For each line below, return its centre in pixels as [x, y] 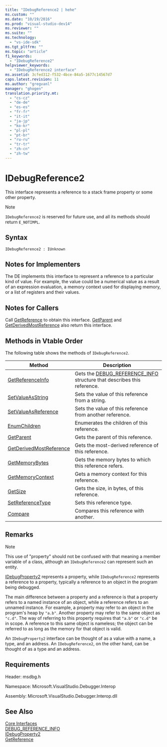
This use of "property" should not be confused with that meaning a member [83, 556]
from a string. [90, 400]
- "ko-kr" [20, 126]
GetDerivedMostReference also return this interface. [59, 325]
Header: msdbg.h [23, 677]
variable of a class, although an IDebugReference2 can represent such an [79, 561]
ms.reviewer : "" [22, 28]
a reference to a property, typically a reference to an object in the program [81, 582]
